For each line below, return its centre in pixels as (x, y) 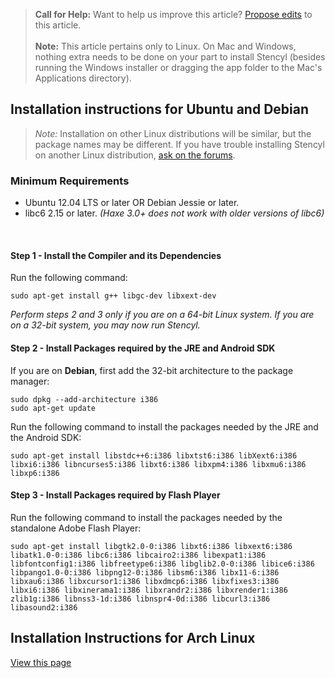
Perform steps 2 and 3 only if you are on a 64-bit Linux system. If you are (162, 315)
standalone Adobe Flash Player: (76, 528)
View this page (41, 662)
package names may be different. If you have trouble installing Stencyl (179, 144)
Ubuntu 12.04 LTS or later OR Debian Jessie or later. (132, 203)
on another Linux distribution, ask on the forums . (135, 155)
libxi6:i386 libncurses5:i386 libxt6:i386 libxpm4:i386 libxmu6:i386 (158, 464)
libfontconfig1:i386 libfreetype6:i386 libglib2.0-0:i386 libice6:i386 (162, 564)
